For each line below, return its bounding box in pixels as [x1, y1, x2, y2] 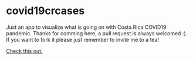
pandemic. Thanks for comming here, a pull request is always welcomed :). [6, 29, 188, 36]
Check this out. [6, 47, 43, 54]
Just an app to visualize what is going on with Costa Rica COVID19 [6, 24, 167, 31]
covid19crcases [6, 4, 85, 18]
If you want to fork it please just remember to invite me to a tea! [6, 36, 160, 43]
